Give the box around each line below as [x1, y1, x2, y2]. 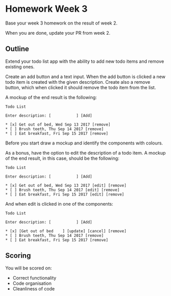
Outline [5, 44, 29, 54]
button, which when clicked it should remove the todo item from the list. [5, 84, 156, 90]
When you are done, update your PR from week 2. [5, 30, 111, 36]
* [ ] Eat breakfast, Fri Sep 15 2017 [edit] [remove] [5, 192, 125, 197]
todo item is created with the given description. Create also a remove [5, 79, 151, 85]
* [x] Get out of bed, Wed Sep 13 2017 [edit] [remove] [5, 183, 127, 188]
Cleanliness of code [12, 285, 55, 291]
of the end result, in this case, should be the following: [5, 155, 119, 161]
